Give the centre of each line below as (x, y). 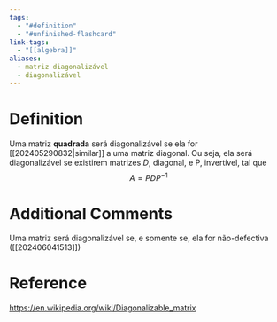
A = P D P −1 (149, 177)
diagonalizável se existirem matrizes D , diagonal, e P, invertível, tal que (138, 162)
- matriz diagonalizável (63, 67)
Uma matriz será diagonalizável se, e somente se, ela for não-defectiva (139, 238)
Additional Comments (91, 213)
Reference (48, 283)
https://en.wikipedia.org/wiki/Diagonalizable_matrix (103, 308)
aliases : (25, 59)
